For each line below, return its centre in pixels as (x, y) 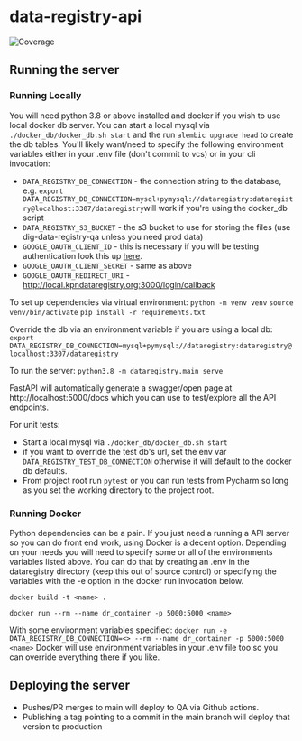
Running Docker (46, 514)
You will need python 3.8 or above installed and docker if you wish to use (145, 116)
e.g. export (43, 190)
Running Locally (46, 96)
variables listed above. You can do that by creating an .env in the (129, 561)
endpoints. (29, 407)
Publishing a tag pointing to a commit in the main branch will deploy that (156, 717)
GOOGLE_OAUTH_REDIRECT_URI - (76, 275)
